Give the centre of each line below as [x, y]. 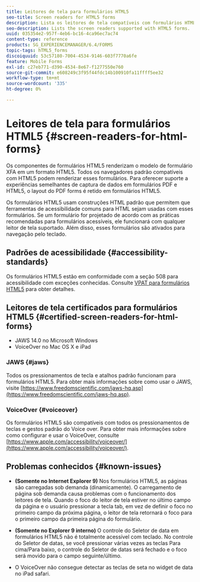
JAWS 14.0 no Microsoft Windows [56, 340]
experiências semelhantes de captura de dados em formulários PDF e [92, 184]
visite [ [14, 388]
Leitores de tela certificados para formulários [92, 308]
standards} [27, 262]
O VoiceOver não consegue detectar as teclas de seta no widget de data [104, 567]
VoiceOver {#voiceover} [42, 409]
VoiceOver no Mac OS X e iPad [53, 347]
